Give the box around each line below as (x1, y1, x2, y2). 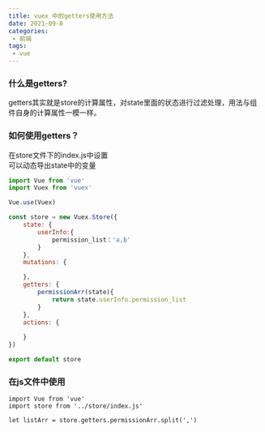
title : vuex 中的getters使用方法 (8, 11, 114, 20)
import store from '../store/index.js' (8, 402, 143, 410)
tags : (8, 42, 27, 50)
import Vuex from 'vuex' (8, 184, 92, 192)
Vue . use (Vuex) (8, 199, 57, 207)
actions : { (23, 318, 60, 327)
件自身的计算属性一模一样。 (8, 108, 101, 118)
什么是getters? (8, 78, 67, 89)
